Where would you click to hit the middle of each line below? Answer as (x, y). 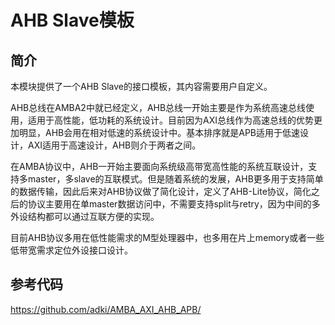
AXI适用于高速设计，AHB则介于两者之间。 (114, 145)
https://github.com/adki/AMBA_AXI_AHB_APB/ (106, 309)
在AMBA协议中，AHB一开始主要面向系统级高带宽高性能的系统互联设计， (159, 166)
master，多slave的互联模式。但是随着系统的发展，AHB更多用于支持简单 (175, 179)
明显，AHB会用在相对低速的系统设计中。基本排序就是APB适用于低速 (159, 132)
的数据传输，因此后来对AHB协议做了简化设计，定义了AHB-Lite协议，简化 (161, 191)
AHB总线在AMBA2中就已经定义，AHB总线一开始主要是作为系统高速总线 (158, 107)
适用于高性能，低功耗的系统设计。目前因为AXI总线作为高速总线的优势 (170, 120)
